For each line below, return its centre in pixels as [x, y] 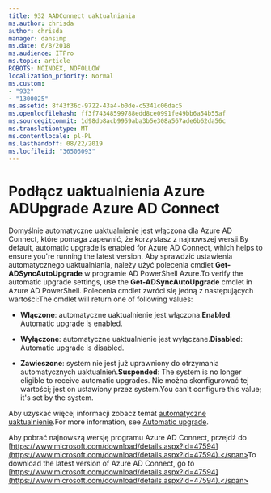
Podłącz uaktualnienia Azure [106, 191]
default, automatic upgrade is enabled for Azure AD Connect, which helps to [135, 248]
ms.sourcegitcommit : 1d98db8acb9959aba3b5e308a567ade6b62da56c [117, 121]
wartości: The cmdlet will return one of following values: [101, 299]
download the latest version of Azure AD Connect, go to [102, 464]
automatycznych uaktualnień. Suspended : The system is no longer [131, 372]
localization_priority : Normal [61, 76]
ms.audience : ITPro [41, 53]
